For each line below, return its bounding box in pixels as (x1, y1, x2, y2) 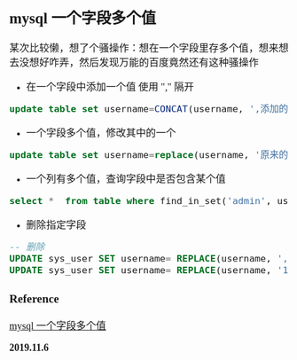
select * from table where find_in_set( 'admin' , (9, 195, 272, 207)
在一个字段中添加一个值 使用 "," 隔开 (26, 82, 195, 94)
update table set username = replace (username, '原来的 (9, 149, 289, 161)
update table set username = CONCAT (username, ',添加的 (9, 103, 289, 115)
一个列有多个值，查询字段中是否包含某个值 (26, 173, 226, 185)
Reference (9, 292, 59, 307)
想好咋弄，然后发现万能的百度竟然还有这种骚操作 (28, 57, 259, 69)
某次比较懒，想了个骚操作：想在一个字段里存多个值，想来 (9, 43, 279, 55)
